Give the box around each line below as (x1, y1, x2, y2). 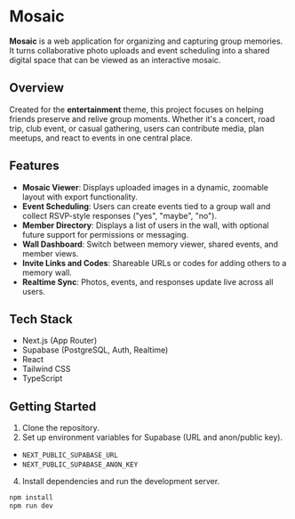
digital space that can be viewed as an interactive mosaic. (9, 54, 221, 65)
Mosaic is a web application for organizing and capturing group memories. (9, 36, 283, 46)
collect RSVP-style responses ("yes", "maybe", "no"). (21, 210, 218, 221)
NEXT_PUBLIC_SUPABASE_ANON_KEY (21, 460, 139, 469)
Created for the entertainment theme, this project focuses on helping (9, 104, 264, 115)
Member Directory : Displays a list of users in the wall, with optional (21, 220, 269, 231)
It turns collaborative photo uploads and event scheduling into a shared (9, 45, 270, 55)
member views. (21, 247, 79, 259)
